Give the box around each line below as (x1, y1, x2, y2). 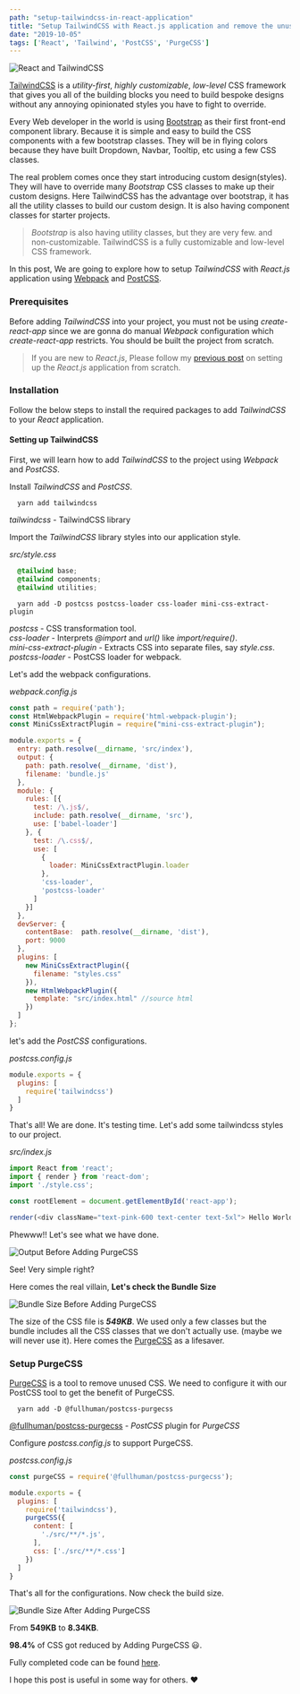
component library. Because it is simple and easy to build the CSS (9, 126, 252, 137)
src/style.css (9, 549, 56, 560)
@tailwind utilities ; (17, 583, 98, 592)
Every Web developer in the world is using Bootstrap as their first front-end (9, 116, 286, 127)
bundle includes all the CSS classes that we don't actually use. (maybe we (9, 1325, 283, 1336)
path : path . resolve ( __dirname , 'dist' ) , (25, 761, 178, 770)
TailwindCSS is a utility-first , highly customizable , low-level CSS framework (9, 80, 287, 90)
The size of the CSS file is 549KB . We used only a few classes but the (9, 1316, 268, 1327)
